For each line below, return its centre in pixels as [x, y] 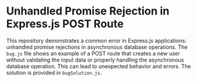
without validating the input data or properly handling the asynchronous [95, 60]
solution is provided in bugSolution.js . [54, 72]
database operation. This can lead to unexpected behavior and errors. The [99, 66]
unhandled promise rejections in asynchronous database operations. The [97, 47]
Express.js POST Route [65, 24]
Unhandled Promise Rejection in [88, 11]
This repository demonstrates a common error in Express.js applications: [96, 40]
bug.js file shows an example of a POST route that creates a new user [93, 53]
